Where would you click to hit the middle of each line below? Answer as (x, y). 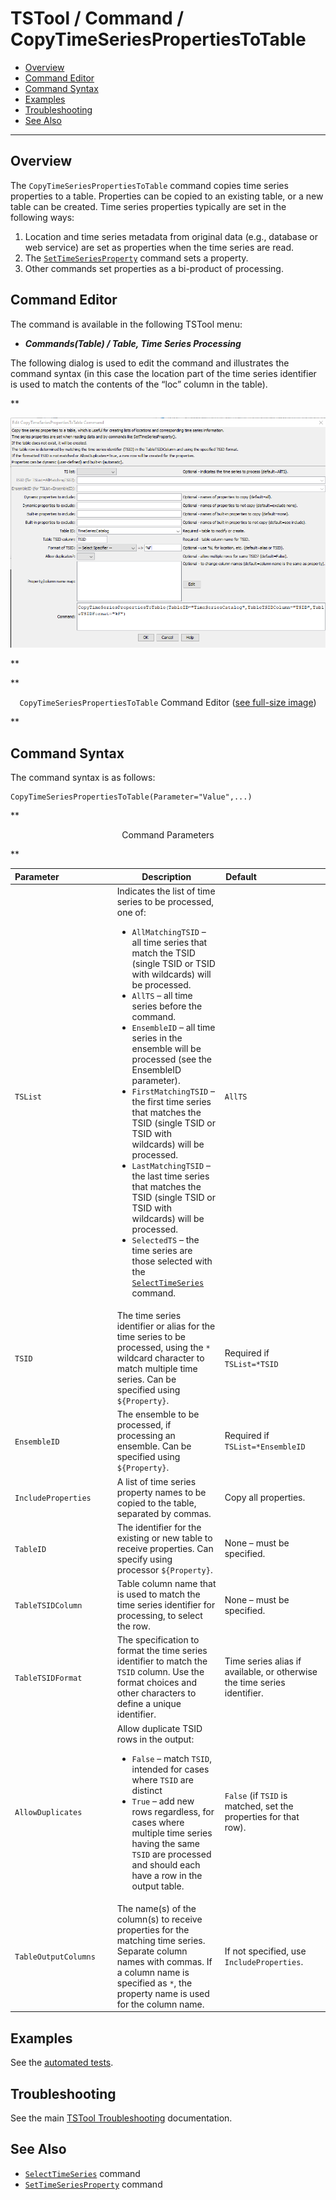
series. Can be (146, 1379)
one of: (131, 912)
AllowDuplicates (48, 1812)
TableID (30, 1549)
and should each (166, 1864)
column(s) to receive (159, 1919)
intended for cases (170, 1769)
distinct (147, 1790)
